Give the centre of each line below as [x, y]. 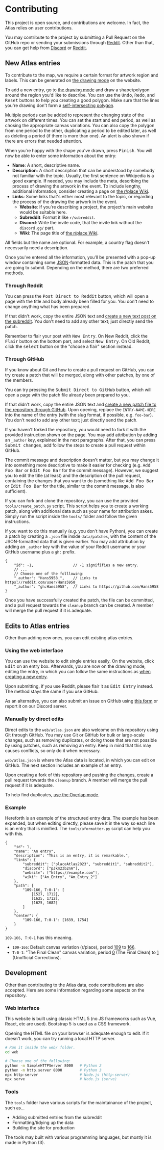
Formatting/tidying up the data [43, 1123]
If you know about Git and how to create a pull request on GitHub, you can [80, 370]
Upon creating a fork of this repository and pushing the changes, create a [79, 775]
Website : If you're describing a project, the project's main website [86, 207]
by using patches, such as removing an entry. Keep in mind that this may [78, 745]
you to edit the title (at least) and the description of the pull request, [73, 476]
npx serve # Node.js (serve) [61, 1079]
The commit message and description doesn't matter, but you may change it [82, 460]
